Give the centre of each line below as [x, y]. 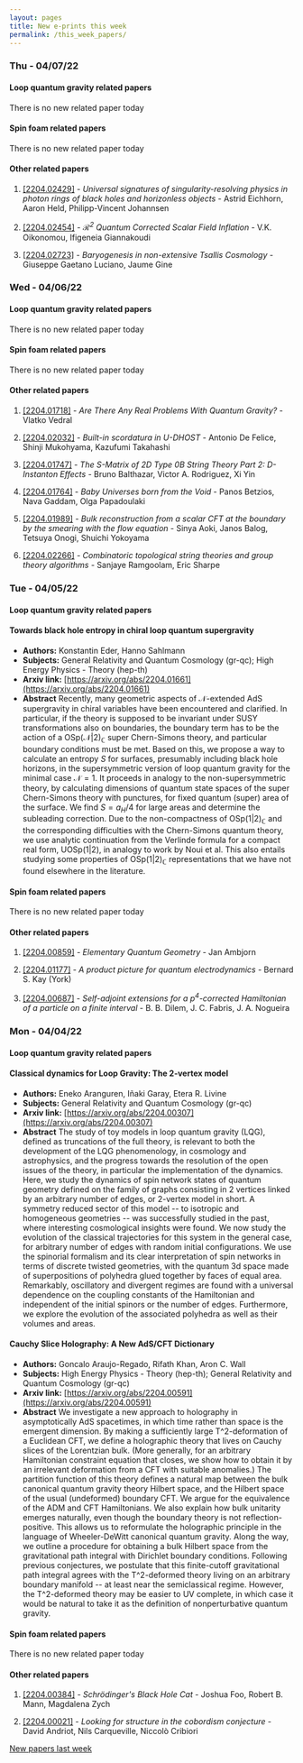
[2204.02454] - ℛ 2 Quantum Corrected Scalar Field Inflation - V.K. [147, 226]
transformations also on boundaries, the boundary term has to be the [151, 728]
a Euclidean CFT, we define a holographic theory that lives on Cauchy [152, 1440]
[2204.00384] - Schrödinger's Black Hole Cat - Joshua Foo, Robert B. [153, 1694]
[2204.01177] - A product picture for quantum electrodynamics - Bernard [158, 969]
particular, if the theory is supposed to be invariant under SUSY [140, 718]
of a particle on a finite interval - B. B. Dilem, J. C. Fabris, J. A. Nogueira [156, 1008]
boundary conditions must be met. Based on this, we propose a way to [154, 748]
